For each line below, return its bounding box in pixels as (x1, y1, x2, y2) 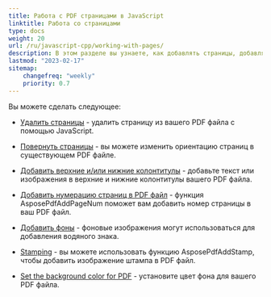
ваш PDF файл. (19, 207, 72, 216)
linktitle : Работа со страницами (8, 19, 121, 27)
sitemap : (8, 65, 38, 73)
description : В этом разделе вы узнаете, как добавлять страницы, (8, 49, 236, 57)
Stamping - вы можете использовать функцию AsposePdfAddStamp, (19, 247, 255, 257)
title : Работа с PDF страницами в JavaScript (8, 11, 164, 20)
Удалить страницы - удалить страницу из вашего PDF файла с (19, 117, 236, 127)
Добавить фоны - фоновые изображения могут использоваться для (19, 223, 256, 232)
